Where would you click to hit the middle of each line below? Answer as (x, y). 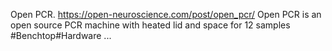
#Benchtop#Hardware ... (61, 35)
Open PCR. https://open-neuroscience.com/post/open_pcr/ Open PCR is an (166, 14)
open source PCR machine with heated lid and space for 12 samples (150, 25)
